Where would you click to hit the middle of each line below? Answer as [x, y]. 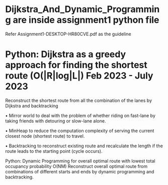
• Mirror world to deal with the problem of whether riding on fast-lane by [80, 115]
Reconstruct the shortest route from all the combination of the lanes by [79, 100]
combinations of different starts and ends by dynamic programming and [80, 171]
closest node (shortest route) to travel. [45, 136]
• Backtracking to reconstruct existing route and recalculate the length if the [84, 146]
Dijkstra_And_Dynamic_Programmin [82, 9]
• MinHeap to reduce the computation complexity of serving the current [80, 131]
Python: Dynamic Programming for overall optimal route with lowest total [80, 161]
